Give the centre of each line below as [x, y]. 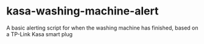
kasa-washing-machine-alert [83, 11]
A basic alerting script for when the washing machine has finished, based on [102, 28]
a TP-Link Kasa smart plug [40, 34]
